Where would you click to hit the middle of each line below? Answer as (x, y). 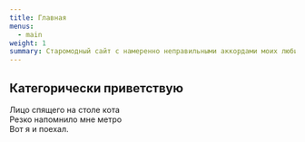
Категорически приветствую (97, 88)
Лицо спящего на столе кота (65, 109)
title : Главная (38, 18)
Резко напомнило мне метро (66, 119)
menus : (22, 26)
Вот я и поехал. (39, 128)
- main (30, 34)
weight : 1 (28, 43)
